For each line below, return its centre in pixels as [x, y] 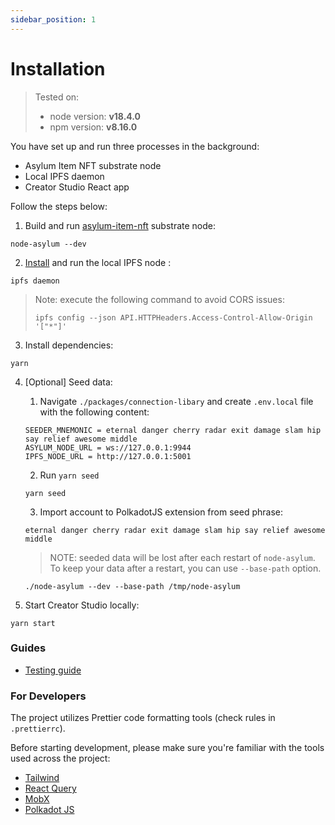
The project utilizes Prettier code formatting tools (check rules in [143, 718]
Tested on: [57, 97]
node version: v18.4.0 [95, 116]
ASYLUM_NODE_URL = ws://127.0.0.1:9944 [108, 447]
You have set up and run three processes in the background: [135, 146]
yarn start [33, 623]
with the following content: [94, 412]
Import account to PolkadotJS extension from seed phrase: [161, 512]
